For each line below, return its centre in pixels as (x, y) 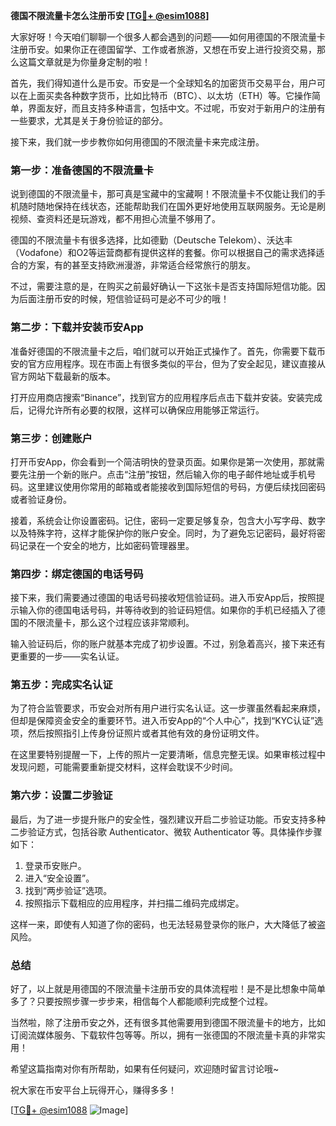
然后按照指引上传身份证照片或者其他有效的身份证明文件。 (146, 733)
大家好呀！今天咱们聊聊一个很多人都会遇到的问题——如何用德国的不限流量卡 (168, 37)
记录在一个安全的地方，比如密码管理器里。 (106, 545)
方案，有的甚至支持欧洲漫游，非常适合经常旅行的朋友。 (141, 265)
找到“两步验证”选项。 (68, 890)
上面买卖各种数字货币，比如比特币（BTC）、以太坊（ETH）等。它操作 (170, 95)
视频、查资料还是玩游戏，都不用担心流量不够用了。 (115, 219)
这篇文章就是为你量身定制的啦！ (84, 62)
